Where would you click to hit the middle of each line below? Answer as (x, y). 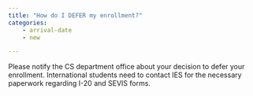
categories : (28, 23)
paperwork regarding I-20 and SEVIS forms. (80, 83)
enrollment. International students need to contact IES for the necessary (125, 75)
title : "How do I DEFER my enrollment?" (76, 15)
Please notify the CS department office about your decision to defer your (126, 67)
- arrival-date (47, 30)
